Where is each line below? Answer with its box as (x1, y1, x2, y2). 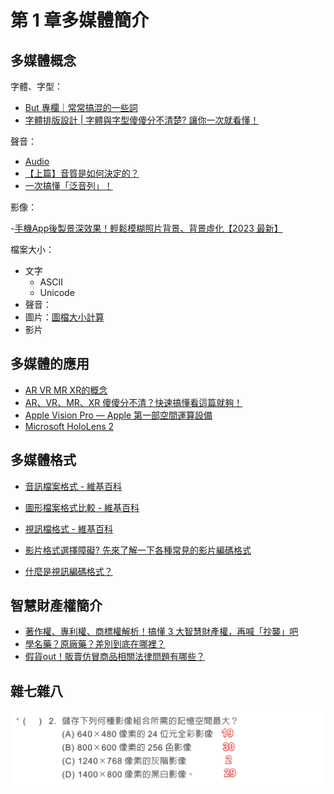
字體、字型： (10, 81, 63, 92)
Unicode (39, 287, 75, 298)
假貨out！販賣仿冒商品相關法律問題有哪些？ (24, 651, 206, 663)
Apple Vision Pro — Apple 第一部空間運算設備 (24, 409, 213, 421)
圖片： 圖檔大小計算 (24, 311, 105, 323)
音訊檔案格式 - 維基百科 (24, 480, 123, 492)
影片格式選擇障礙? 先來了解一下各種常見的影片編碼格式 (24, 544, 252, 556)
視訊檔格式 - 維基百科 (24, 522, 114, 535)
